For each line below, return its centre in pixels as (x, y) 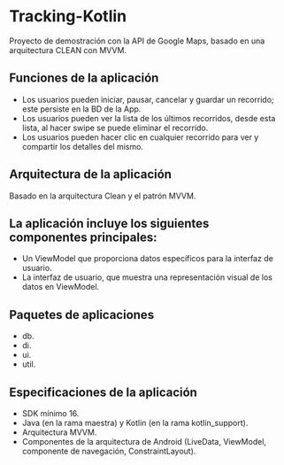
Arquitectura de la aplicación (91, 174)
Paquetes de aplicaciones (82, 315)
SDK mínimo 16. (50, 413)
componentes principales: (83, 237)
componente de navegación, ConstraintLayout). (109, 451)
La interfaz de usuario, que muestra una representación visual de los (147, 277)
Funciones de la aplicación (84, 78)
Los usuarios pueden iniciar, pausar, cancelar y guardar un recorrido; (148, 99)
